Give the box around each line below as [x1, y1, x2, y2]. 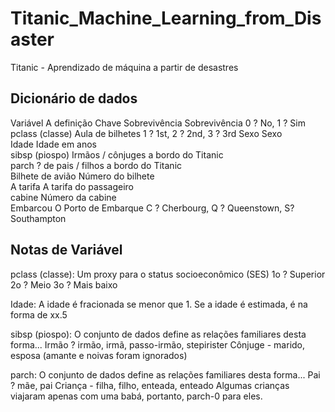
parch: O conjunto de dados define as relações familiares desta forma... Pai [10, 368, 321, 381]
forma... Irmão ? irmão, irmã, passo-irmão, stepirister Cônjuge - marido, [10, 338, 306, 351]
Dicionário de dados [10, 90, 138, 107]
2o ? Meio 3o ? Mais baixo [10, 278, 118, 291]
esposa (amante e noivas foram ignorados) [10, 349, 188, 361]
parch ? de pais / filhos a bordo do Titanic [10, 159, 183, 171]
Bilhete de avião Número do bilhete [10, 170, 155, 182]
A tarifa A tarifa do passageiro [10, 180, 135, 192]
